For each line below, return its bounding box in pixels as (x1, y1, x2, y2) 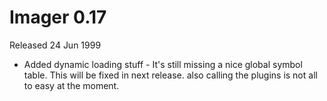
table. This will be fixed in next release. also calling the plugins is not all (23, 69, 318, 81)
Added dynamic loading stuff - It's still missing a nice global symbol (23, 58, 303, 70)
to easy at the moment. (23, 79, 120, 91)
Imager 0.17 (9, 6, 107, 29)
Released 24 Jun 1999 (9, 39, 102, 51)
